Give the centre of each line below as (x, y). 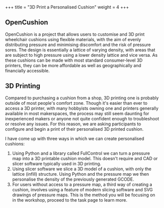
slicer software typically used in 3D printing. (57, 163)
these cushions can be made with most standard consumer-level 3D (74, 60)
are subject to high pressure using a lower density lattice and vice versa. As (81, 55)
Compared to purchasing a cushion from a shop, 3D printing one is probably (82, 98)
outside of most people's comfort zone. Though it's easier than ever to (76, 103)
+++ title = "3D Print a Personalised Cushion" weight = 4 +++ (67, 7)
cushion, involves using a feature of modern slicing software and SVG (82, 189)
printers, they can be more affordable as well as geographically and (73, 65)
